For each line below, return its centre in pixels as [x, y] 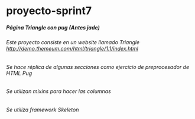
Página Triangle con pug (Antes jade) [53, 27]
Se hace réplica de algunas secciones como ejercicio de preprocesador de [98, 67]
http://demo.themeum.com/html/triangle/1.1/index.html [72, 49]
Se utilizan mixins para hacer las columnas [58, 91]
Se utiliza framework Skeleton [43, 110]
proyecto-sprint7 [49, 11]
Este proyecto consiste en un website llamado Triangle [73, 42]
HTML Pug [19, 73]
